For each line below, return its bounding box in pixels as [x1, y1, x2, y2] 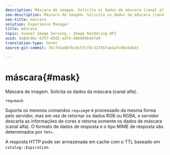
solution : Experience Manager [5, 21, 69, 27]
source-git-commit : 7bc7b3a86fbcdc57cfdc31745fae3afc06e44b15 [5, 45, 139, 50]
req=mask [5, 98, 24, 103]
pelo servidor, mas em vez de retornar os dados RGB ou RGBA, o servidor [5, 112, 159, 118]
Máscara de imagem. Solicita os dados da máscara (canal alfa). [5, 88, 138, 95]
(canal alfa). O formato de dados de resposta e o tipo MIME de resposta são [5, 123, 163, 130]
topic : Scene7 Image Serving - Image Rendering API [5, 31, 116, 36]
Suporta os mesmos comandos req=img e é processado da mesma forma [5, 107, 156, 113]
